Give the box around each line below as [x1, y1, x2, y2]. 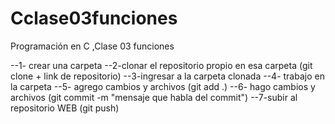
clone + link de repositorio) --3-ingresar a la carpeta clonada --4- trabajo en [10, 70, 325, 82]
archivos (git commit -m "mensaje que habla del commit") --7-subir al [10, 91, 298, 103]
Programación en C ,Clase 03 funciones [10, 40, 175, 52]
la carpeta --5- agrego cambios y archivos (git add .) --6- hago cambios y [10, 80, 316, 92]
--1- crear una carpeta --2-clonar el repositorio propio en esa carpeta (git [10, 59, 313, 71]
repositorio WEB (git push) [10, 102, 120, 114]
